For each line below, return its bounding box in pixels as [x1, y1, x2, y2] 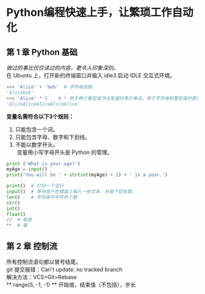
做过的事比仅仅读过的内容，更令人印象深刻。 [6, 65, 119, 71]
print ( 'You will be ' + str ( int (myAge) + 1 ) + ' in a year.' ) [6, 172, 168, 178]
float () [6, 211, 26, 217]
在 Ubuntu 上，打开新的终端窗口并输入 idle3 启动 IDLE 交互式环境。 [6, 72, 176, 79]
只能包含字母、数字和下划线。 [15, 133, 90, 141]
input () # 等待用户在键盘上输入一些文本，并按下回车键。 [6, 189, 137, 195]
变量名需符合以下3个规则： [6, 113, 74, 120]
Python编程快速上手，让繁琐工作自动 [6, 5, 193, 19]
